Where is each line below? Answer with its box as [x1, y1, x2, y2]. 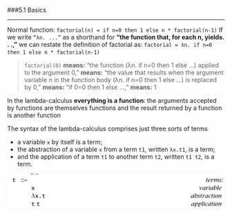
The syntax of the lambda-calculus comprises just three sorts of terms [7, 124, 209, 133]
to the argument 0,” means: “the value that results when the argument [23, 68, 224, 77]
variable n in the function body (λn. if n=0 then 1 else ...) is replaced [23, 76, 217, 84]
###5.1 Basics [7, 6, 47, 14]
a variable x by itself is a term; [17, 138, 103, 146]
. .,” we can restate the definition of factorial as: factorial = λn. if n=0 [7, 41, 213, 48]
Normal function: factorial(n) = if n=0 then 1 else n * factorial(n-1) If [7, 26, 223, 34]
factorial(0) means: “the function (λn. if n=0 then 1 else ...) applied [23, 61, 220, 69]
